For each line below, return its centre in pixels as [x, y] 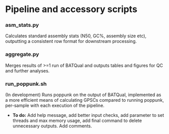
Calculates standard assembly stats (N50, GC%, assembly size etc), [76, 36]
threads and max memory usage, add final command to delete [77, 121]
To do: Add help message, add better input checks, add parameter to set [88, 115]
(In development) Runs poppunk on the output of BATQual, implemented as [83, 95]
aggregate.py [22, 54]
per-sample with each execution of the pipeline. [55, 106]
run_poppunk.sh [26, 84]
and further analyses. [27, 71]
